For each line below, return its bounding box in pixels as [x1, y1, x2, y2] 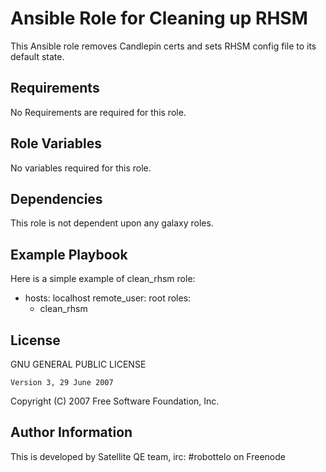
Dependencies [10, 190, 103, 207]
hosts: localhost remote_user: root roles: [24, 292, 192, 304]
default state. [10, 50, 65, 62]
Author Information [10, 424, 133, 441]
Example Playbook [10, 246, 128, 263]
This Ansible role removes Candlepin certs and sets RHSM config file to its [10, 40, 317, 52]
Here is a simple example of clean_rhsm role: [10, 273, 196, 285]
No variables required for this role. [10, 162, 152, 174]
